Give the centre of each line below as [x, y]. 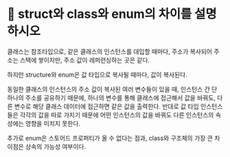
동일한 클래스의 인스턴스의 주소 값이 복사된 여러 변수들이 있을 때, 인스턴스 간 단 [112, 89]
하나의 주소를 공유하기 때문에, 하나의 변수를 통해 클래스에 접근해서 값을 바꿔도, [112, 97]
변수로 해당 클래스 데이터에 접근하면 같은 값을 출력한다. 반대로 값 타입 [106, 106]
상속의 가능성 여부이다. [56, 146]
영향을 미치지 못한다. [53, 123]
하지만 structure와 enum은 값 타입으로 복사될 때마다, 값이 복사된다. [97, 74]
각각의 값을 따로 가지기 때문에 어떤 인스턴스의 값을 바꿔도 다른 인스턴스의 [117, 114]
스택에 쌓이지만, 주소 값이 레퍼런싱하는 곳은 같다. [84, 60]
